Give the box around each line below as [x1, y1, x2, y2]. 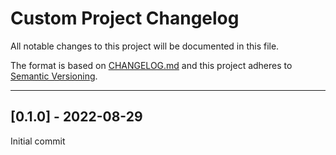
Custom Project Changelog [10, 7, 240, 30]
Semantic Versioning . [10, 70, 98, 82]
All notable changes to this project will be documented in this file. [10, 40, 280, 52]
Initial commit [10, 135, 66, 147]
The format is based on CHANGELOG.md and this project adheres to [10, 59, 293, 71]
